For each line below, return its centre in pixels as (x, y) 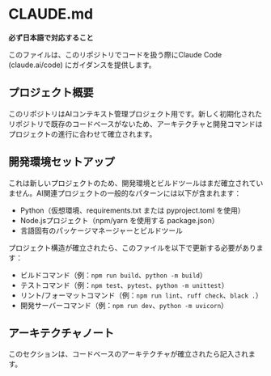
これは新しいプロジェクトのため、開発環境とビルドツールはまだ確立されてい (136, 183)
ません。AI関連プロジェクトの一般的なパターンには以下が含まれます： (125, 193)
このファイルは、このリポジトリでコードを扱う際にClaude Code (115, 54)
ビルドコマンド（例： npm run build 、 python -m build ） (114, 275)
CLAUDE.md (51, 14)
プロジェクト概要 (51, 93)
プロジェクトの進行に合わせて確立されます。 (83, 133)
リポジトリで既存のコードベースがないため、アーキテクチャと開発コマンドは (135, 124)
